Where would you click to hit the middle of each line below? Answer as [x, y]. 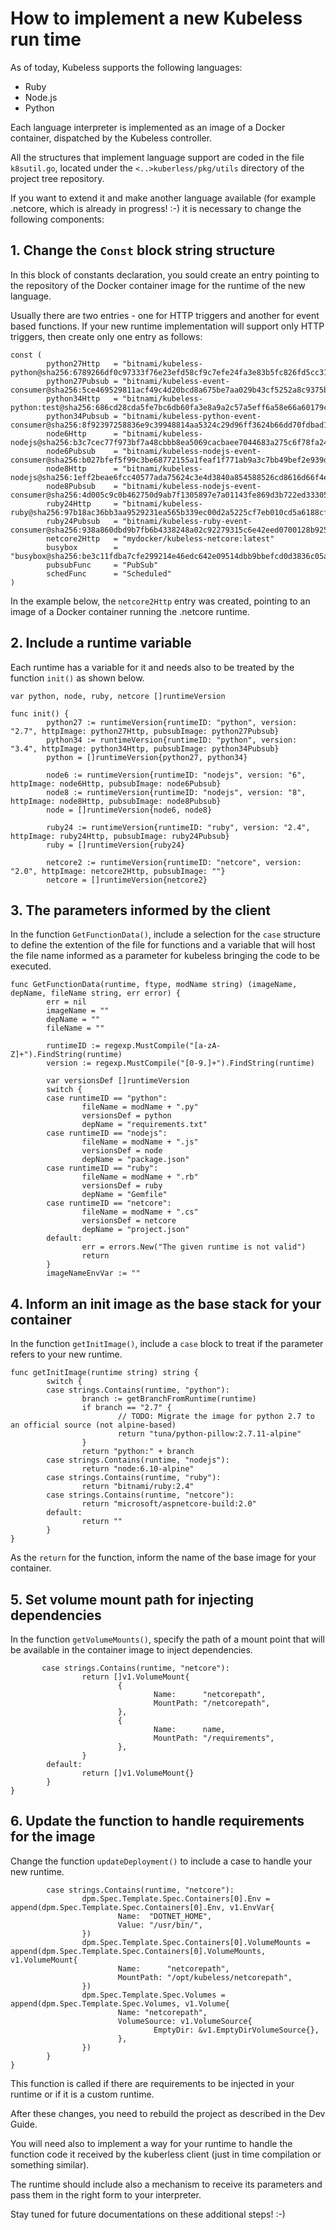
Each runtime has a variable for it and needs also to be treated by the [152, 667]
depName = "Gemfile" [124, 1195]
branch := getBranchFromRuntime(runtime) [169, 1399]
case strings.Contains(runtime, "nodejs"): [138, 1460]
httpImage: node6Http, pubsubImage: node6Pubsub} [116, 783]
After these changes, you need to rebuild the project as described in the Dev [168, 2113]
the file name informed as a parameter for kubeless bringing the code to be [165, 956]
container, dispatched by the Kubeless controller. [111, 138]
